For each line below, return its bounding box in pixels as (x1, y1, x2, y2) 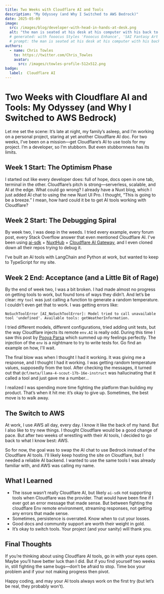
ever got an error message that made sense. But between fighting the (12, 500, 153, 506)
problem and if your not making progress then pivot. (5, 569, 110, 574)
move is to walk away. (5, 395, 50, 401)
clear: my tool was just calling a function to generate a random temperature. (5, 297, 159, 303)
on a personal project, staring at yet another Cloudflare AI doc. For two (5, 134, 147, 139)
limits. (5, 149, 17, 155)
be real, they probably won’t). (5, 583, 64, 589)
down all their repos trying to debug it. (5, 245, 82, 251)
